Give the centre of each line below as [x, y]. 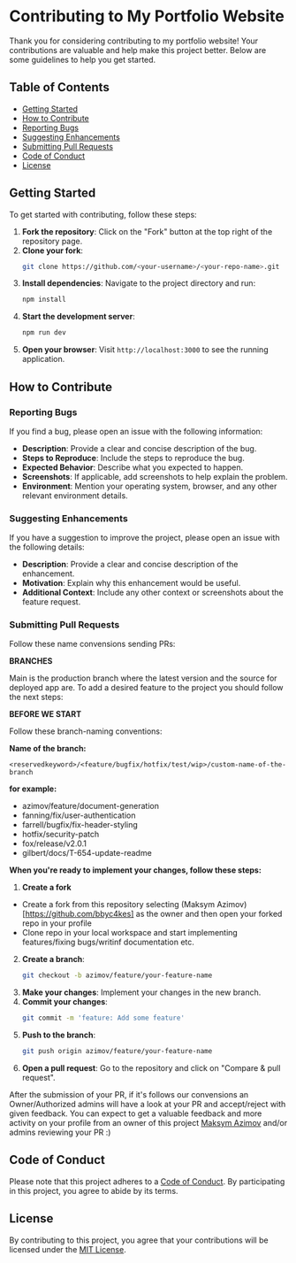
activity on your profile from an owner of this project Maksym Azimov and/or [148, 1123]
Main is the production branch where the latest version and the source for [143, 678]
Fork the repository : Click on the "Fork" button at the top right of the [147, 231]
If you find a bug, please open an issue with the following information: [136, 431]
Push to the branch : [59, 1035]
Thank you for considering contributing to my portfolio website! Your [134, 41]
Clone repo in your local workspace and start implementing [130, 933]
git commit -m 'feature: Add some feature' [103, 1018]
